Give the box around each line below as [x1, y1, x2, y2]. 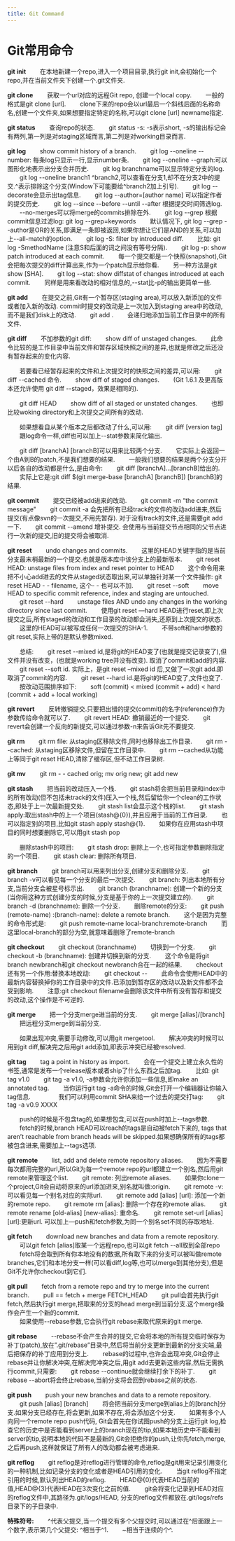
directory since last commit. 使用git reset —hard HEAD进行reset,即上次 [7, 606, 224, 614]
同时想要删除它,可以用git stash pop [19, 828, 120, 836]
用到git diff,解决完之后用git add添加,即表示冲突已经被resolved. [7, 1042, 186, 1051]
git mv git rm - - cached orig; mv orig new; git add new [7, 769, 178, 778]
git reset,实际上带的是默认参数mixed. [7, 632, 113, 641]
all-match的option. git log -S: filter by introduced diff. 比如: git [18, 234, 221, 242]
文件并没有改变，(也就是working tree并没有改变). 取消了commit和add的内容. [7, 656, 227, 664]
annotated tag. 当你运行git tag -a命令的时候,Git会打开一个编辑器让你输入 [7, 1084, 228, 1092]
